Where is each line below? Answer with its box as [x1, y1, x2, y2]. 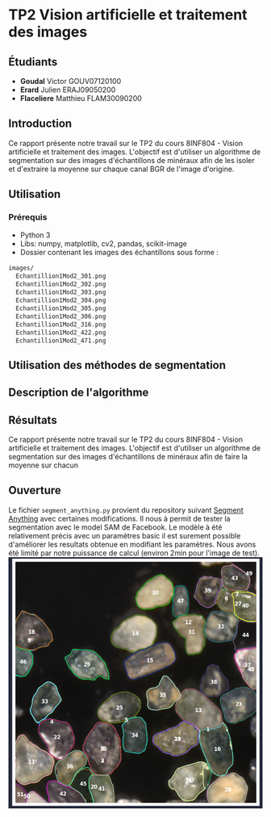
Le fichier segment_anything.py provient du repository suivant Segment [8, 505, 244, 514]
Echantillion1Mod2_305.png [15, 304, 106, 312]
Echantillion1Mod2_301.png [15, 272, 106, 280]
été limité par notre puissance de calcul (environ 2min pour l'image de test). [8, 547, 260, 558]
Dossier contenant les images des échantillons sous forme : [19, 247, 219, 257]
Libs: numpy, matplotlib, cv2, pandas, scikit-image [19, 238, 187, 248]
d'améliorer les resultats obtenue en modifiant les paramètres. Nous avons [8, 539, 256, 549]
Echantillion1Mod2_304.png [15, 296, 106, 304]
